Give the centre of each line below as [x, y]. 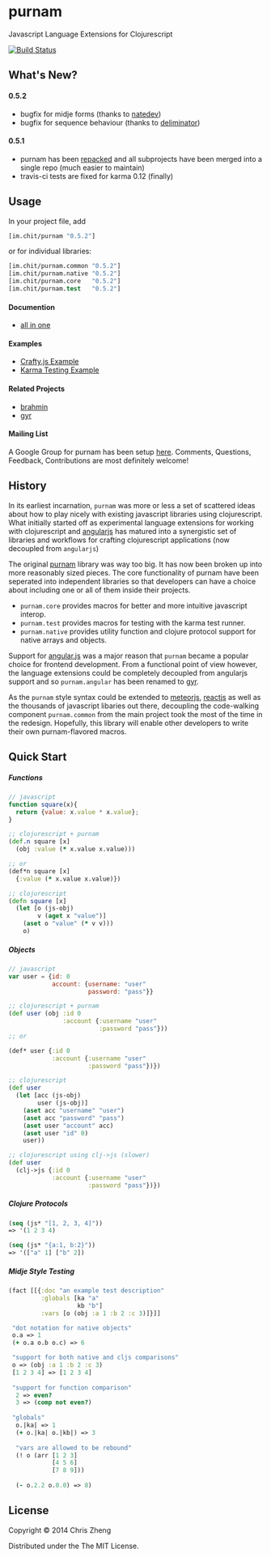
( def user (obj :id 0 [45, 1014]
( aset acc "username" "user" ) [74, 1110]
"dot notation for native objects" [72, 1328]
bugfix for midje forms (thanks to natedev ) [91, 114]
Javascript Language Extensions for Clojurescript [91, 34]
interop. [33, 614]
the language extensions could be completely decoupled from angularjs [128, 672]
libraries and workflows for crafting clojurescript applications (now [119, 540]
